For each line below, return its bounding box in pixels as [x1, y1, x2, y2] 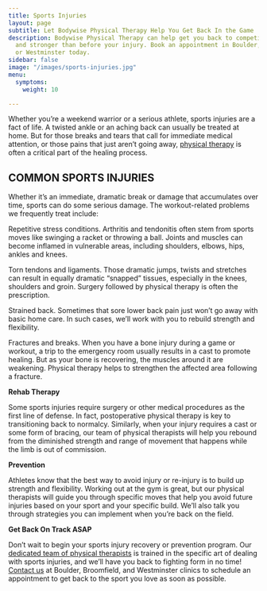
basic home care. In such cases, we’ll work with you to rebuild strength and [8, 315, 255, 324]
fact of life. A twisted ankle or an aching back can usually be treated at [8, 122, 240, 132]
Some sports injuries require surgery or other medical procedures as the [8, 403, 245, 412]
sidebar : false [8, 56, 59, 64]
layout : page [8, 19, 52, 27]
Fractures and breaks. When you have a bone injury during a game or [8, 338, 236, 348]
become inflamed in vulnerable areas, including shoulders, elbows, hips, [8, 241, 245, 251]
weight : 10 [22, 85, 59, 94]
